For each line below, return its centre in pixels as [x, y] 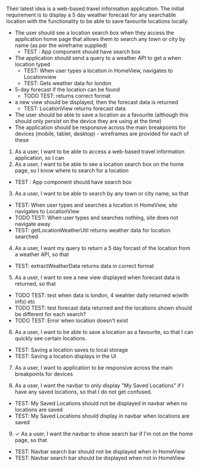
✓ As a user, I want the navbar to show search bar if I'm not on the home [104, 434]
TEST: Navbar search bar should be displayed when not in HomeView [100, 458]
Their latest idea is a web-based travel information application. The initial [95, 9]
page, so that [31, 440]
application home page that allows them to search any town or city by [100, 39]
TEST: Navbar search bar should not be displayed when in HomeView [100, 452]
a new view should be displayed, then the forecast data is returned [96, 102]
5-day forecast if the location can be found [67, 89]
